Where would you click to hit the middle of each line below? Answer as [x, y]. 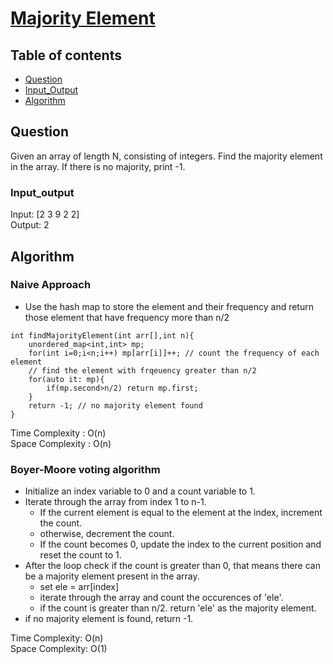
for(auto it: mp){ [66, 379]
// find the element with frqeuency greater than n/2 [142, 370]
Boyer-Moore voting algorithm [85, 469]
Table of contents [66, 55]
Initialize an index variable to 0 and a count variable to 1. [140, 491]
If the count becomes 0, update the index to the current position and [180, 544]
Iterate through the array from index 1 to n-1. [115, 502]
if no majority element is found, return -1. [109, 619]
